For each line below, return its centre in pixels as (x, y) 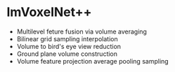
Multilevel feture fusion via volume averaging (82, 31)
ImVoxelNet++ (49, 12)
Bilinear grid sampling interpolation (67, 38)
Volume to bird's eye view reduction (69, 46)
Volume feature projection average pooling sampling (93, 61)
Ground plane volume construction (67, 54)
